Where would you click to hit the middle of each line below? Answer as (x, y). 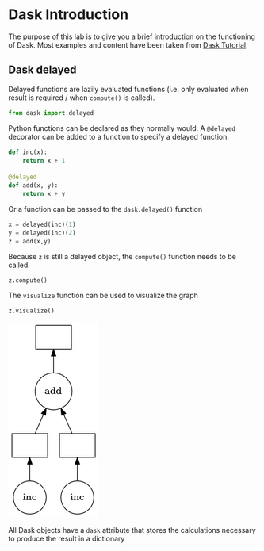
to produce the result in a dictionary (67, 539)
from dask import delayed (51, 113)
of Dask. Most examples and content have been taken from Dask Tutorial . (128, 44)
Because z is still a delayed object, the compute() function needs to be (122, 256)
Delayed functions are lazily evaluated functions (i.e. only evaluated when (128, 89)
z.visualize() (32, 311)
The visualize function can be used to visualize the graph (103, 296)
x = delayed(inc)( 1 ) (42, 224)
